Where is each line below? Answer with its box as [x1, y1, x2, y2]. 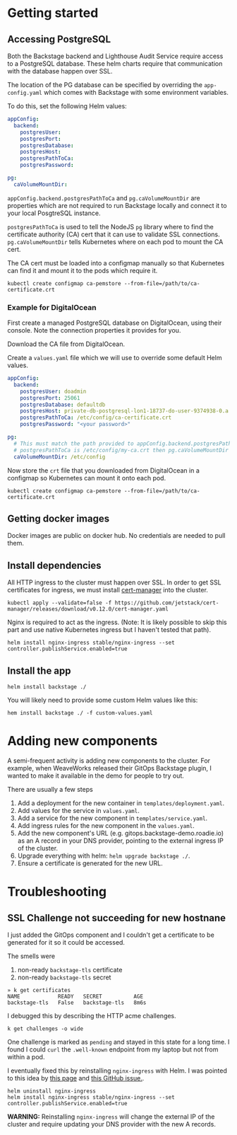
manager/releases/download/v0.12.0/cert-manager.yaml [7, 606, 169, 613]
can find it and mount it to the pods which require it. [7, 266, 158, 275]
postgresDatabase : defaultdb [20, 401, 106, 408]
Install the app [7, 664, 72, 676]
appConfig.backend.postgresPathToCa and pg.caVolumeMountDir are [7, 193, 201, 202]
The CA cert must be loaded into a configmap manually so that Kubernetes [7, 258, 224, 267]
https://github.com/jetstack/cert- [114, 599, 219, 606]
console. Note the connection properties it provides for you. [7, 326, 181, 335]
